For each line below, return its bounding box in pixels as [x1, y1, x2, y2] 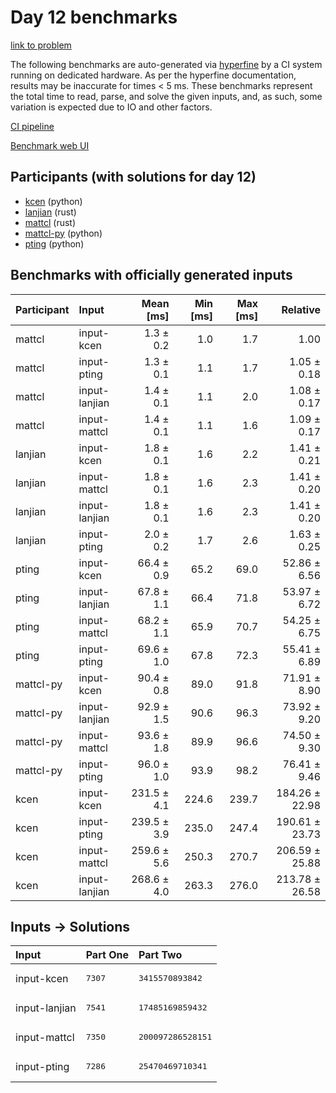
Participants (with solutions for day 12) [10, 169, 257, 186]
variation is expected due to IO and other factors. [10, 101, 213, 113]
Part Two [138, 948, 183, 962]
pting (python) [24, 237, 85, 250]
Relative [281, 302, 321, 316]
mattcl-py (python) [24, 227, 103, 239]
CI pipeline [10, 120, 55, 132]
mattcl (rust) [24, 216, 77, 228]
